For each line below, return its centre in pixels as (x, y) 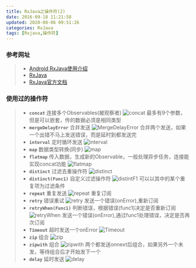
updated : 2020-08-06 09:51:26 (43, 22)
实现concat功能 (48, 164)
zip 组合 (39, 237)
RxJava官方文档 (48, 82)
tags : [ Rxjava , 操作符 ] (32, 33)
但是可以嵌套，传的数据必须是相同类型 (75, 120)
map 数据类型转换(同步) (56, 149)
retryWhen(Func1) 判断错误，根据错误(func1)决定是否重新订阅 (102, 208)
